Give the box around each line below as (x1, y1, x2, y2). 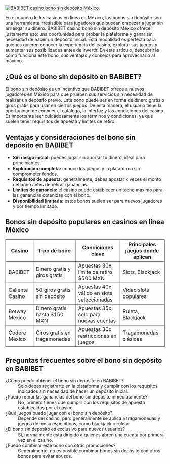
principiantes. (12, 160, 41, 166)
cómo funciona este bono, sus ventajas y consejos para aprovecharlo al (5, 52, 155, 58)
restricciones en (78, 333, 117, 340)
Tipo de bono (38, 247, 71, 254)
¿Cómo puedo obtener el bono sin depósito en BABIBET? (5, 378, 124, 384)
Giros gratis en (36, 329, 71, 336)
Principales (128, 241, 156, 248)
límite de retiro (78, 269, 113, 276)
